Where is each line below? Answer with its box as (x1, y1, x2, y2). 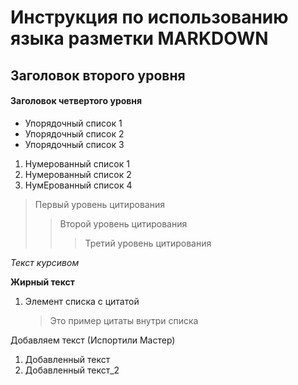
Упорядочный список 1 (24, 117, 123, 129)
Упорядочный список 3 (24, 138, 125, 150)
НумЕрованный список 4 (24, 179, 133, 191)
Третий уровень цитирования (84, 237, 212, 249)
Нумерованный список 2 (24, 168, 132, 180)
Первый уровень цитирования (34, 198, 165, 210)
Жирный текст (10, 276, 75, 288)
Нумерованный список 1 (24, 157, 130, 170)
